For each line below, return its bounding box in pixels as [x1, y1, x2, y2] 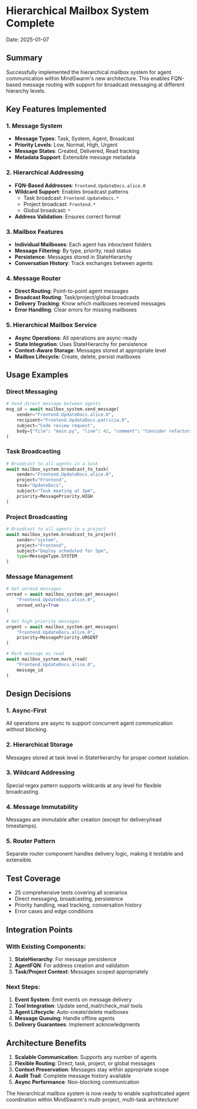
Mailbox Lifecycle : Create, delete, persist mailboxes [14, 353, 141, 360]
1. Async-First [6, 706, 47, 714]
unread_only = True [16, 602, 59, 608]
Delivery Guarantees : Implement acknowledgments [14, 1021, 141, 1028]
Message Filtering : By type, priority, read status [14, 247, 131, 255]
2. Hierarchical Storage [6, 741, 73, 749]
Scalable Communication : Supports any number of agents [14, 1054, 157, 1061]
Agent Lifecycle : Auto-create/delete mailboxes [14, 1009, 129, 1016]
